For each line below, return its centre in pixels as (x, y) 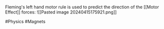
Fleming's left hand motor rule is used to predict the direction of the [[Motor (82, 7)
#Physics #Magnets (25, 22)
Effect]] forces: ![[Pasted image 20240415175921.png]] (61, 12)
